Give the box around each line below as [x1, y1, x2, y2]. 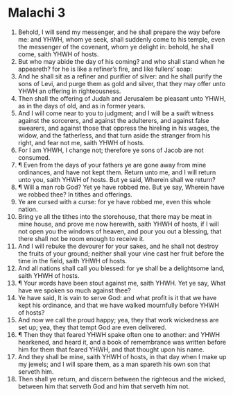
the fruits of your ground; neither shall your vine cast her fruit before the [17, 249, 225, 258]
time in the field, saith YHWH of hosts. [17, 256, 128, 265]
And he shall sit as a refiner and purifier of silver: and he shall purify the [17, 72, 223, 81]
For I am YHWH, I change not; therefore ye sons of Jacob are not [17, 146, 204, 154]
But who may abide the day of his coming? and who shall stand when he [17, 57, 225, 65]
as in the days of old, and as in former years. [17, 101, 146, 110]
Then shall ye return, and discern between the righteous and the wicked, [17, 374, 226, 383]
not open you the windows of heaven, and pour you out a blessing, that [17, 227, 222, 236]
